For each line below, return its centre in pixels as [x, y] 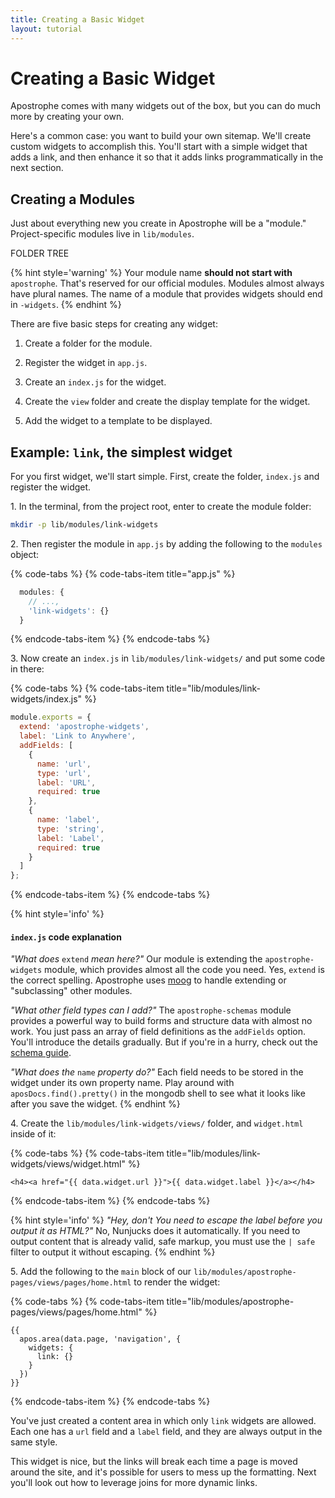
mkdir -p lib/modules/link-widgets [84, 525]
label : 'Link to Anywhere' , [78, 736]
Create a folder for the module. [88, 343]
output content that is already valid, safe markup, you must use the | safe [163, 1242]
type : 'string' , [70, 829]
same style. [34, 1442]
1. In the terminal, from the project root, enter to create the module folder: [161, 507]
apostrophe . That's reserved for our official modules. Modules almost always [167, 283]
